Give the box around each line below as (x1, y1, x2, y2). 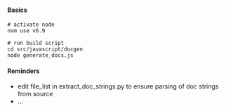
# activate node (7, 21, 55, 28)
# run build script (7, 39, 65, 47)
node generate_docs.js (7, 52, 74, 59)
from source (17, 90, 53, 98)
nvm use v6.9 (7, 27, 46, 34)
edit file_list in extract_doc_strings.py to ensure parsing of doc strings (17, 82, 219, 91)
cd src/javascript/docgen (7, 46, 83, 53)
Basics (7, 6, 28, 14)
